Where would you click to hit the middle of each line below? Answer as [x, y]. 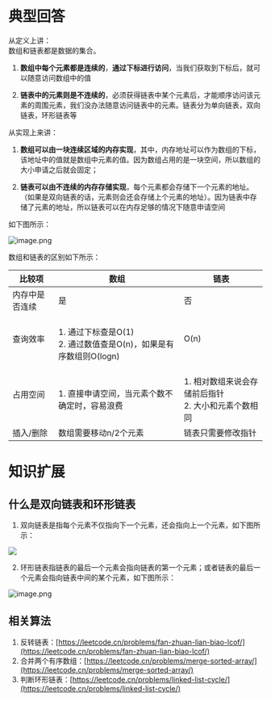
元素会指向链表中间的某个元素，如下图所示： [101, 577]
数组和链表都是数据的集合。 [54, 50]
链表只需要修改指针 [221, 433]
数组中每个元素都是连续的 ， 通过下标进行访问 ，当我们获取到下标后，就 [137, 67]
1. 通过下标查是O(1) [96, 332]
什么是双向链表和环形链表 [72, 504]
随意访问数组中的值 [59, 78]
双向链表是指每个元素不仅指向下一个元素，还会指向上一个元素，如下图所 [140, 525]
